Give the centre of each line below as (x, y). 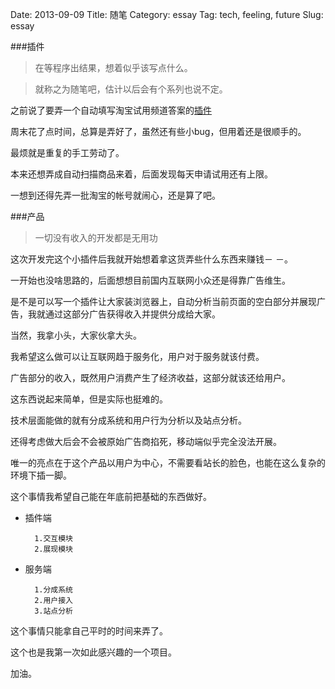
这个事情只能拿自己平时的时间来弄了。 (89, 631)
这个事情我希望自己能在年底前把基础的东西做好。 (111, 496)
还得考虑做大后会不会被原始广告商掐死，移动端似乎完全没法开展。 (146, 441)
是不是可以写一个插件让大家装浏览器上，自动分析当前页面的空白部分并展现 (163, 301)
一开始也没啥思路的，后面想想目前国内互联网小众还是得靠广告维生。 (150, 280)
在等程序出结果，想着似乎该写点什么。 (113, 67)
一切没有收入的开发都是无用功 (96, 237)
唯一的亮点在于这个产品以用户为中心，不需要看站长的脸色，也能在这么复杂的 (168, 462)
